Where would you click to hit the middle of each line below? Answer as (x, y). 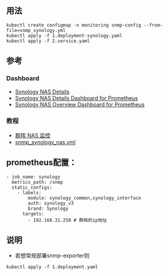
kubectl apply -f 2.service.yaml (48, 41)
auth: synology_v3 (51, 203)
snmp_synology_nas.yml (45, 142)
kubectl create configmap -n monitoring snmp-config (74, 25)
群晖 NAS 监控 (33, 135)
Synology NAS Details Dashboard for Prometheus (76, 98)
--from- (153, 25)
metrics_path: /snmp (37, 182)
